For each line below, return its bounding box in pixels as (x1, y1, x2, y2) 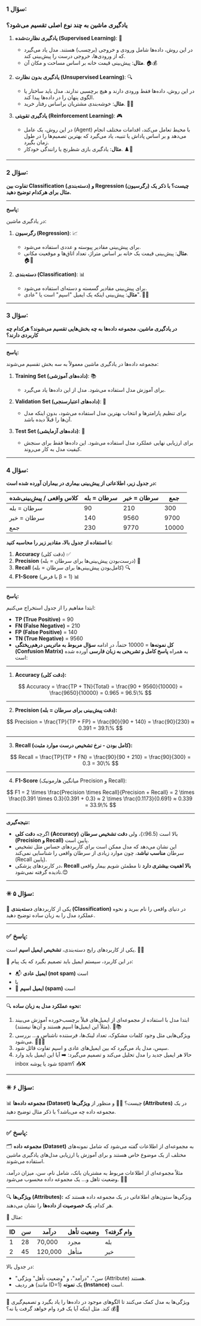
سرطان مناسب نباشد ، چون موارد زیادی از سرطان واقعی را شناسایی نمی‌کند (14, 850, 184, 857)
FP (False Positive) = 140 (14, 629, 78, 636)
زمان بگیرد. (23, 139, 50, 146)
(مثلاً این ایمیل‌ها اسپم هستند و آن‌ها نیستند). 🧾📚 (14, 1022, 122, 1030)
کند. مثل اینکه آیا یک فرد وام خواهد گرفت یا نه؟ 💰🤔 (6, 1305, 120, 1312)
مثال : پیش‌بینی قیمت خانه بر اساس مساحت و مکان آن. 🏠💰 (23, 59, 157, 67)
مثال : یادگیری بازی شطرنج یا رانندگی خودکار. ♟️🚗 (23, 146, 133, 153)
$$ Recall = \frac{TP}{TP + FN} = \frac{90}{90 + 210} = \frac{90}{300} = (10, 754, 191, 761)
